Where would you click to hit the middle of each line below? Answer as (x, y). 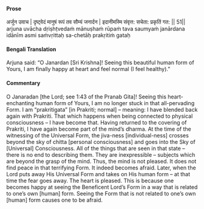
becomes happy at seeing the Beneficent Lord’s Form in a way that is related (102, 187)
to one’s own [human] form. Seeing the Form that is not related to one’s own (101, 193)
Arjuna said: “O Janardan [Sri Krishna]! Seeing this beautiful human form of (100, 63)
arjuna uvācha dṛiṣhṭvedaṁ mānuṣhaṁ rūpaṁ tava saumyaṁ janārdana (96, 29)
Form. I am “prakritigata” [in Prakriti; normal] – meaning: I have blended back (102, 109)
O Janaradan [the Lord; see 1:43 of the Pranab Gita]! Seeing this (87, 97)
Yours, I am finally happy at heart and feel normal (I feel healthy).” (88, 69)
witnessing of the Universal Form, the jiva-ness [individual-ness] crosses (98, 135)
